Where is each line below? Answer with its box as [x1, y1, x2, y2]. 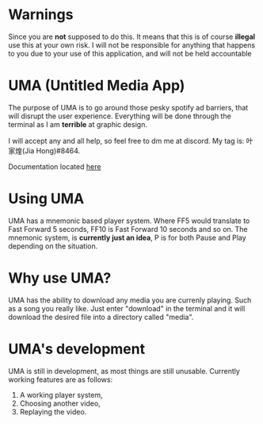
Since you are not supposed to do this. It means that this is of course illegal [8, 32, 256, 41]
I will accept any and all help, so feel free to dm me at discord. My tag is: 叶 [8, 136, 253, 145]
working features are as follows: [8, 375, 113, 384]
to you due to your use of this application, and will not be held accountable [8, 48, 252, 58]
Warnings [8, 6, 74, 24]
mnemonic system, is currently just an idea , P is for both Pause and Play [8, 233, 247, 242]
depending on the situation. [8, 241, 98, 251]
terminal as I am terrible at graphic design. [8, 119, 148, 129]
